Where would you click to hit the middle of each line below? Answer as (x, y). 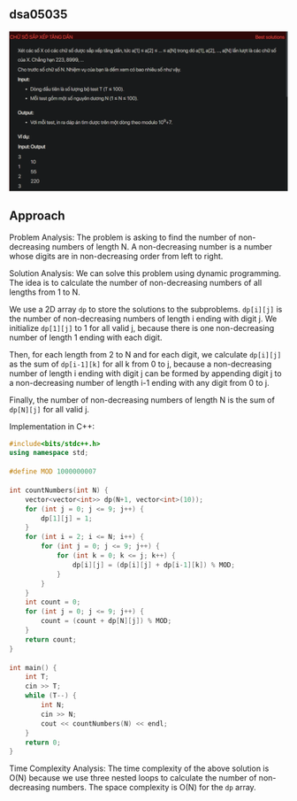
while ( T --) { (51, 696)
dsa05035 (38, 15)
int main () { (33, 667)
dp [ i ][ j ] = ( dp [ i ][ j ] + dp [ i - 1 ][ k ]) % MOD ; (154, 565)
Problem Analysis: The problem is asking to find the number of (123, 237)
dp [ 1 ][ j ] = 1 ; (67, 518)
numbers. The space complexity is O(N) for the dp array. (154, 788)
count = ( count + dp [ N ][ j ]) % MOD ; (107, 621)
